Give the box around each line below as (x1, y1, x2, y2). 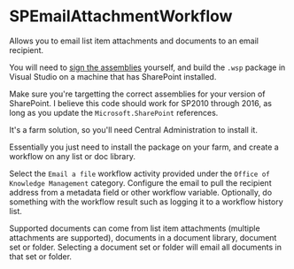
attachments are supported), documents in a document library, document (9, 232, 277, 242)
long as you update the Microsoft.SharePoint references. (9, 107, 219, 118)
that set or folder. (9, 250, 73, 262)
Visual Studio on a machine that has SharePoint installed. (9, 71, 217, 81)
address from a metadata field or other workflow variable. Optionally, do (9, 187, 273, 197)
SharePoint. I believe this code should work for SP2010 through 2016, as (9, 97, 273, 108)
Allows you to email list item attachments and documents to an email (9, 35, 259, 46)
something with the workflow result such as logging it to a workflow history (9, 196, 283, 207)
